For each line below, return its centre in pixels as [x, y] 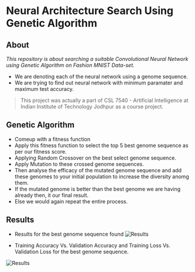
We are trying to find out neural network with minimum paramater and [99, 83]
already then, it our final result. [52, 195]
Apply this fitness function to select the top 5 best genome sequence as [101, 145]
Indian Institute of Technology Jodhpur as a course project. [92, 106]
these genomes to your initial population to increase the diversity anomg [102, 176]
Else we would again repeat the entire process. [71, 201]
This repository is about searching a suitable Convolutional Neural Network [97, 59]
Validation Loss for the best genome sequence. [71, 251]
